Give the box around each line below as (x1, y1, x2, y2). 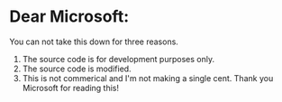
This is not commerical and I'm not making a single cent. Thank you (22, 72, 274, 83)
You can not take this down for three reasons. (9, 36, 178, 47)
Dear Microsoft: (9, 6, 129, 27)
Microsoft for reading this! (22, 82, 120, 93)
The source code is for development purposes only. (22, 53, 214, 64)
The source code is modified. (22, 63, 132, 74)
